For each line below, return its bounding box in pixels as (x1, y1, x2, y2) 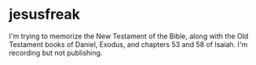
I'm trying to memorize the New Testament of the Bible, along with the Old (9, 31, 249, 41)
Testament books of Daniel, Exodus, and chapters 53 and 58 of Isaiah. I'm (9, 39, 248, 49)
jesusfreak (9, 5, 81, 23)
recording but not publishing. (9, 48, 103, 57)
